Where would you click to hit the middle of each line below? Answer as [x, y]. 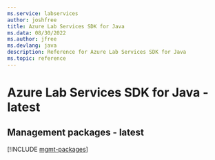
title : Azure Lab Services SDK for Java [66, 26]
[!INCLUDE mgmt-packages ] [48, 149]
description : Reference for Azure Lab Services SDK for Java [97, 52]
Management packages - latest [76, 133]
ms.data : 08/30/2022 [37, 33]
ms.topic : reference [37, 59]
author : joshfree [32, 20]
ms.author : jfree [32, 39]
